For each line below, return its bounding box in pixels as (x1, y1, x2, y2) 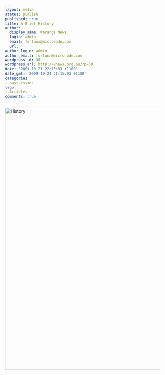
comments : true (5, 94, 36, 99)
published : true (5, 16, 38, 21)
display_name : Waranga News (9, 30, 67, 35)
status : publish (5, 12, 38, 17)
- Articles (5, 89, 27, 94)
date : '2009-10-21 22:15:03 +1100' (5, 67, 78, 72)
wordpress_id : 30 (5, 58, 41, 62)
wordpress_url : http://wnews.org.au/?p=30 (5, 62, 93, 67)
